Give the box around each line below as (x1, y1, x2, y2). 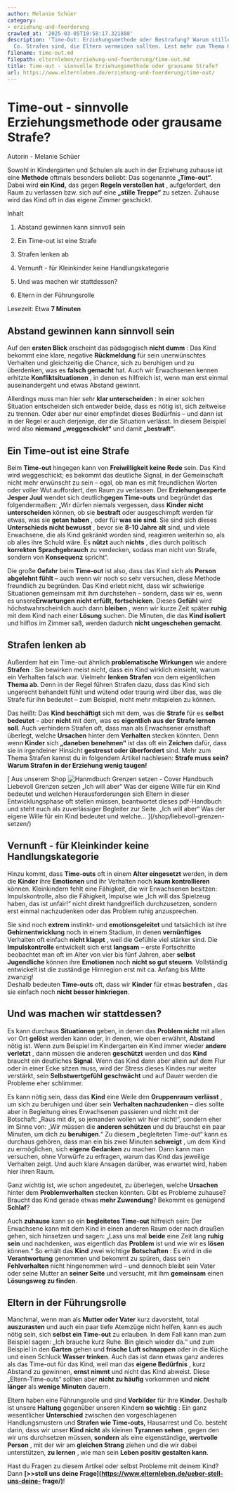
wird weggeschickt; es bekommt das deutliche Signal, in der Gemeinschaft (7, 471, 223, 480)
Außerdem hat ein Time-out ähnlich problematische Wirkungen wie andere (7, 657, 227, 666)
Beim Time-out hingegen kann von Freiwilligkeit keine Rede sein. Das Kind (7, 464, 226, 472)
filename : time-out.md (7, 50, 74, 57)
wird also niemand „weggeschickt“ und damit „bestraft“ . (7, 424, 176, 433)
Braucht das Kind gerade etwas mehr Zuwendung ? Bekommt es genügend (7, 1196, 225, 1204)
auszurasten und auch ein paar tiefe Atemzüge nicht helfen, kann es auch (7, 1323, 223, 1331)
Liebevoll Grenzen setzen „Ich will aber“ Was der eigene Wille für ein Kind (7, 782, 221, 790)
